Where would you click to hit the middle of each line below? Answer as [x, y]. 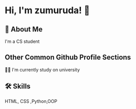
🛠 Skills [18, 86]
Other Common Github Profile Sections [68, 57]
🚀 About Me [24, 29]
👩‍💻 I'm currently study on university [42, 70]
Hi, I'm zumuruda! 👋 [47, 10]
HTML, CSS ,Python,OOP [31, 101]
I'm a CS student [22, 41]
